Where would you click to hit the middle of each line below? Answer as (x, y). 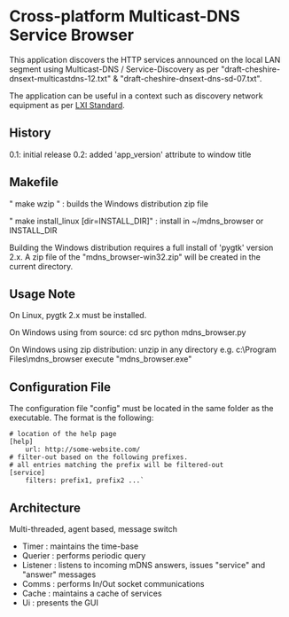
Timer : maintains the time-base (80, 546)
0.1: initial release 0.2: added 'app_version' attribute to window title (130, 154)
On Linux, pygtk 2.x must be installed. (78, 316)
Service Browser (72, 35)
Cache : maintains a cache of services (92, 593)
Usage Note (42, 294)
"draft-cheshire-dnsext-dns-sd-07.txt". (191, 78)
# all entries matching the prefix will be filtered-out (117, 465)
